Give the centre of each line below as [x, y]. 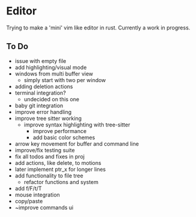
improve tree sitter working [48, 118]
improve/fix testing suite [45, 150]
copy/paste [29, 201]
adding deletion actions [44, 86]
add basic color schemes [64, 137]
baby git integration [39, 106]
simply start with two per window [65, 80]
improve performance [60, 131]
